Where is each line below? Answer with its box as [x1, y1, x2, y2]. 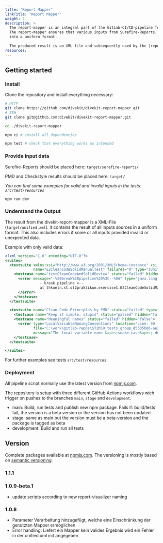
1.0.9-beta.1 [5, 483, 33, 489]
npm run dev [5, 196, 29, 201]
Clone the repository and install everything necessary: [5, 92, 114, 98]
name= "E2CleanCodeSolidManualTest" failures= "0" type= [33, 267, 147, 272]
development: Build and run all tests [12, 425, 84, 431]
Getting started [5, 66, 52, 74]
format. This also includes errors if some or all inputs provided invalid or [5, 229, 149, 235]
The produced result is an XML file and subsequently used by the [9, 43, 147, 48]
